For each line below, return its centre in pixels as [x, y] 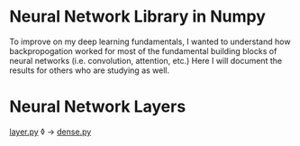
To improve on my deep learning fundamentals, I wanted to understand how [150, 41]
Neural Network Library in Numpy [137, 17]
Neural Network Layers [98, 107]
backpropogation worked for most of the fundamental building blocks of [143, 50]
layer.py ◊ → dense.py [50, 132]
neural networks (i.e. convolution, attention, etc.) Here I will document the [145, 60]
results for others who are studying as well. [89, 70]
